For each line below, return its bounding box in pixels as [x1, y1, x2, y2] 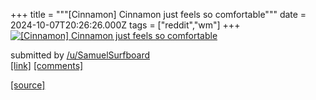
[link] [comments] [10, 60, 84, 71]
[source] [10, 79, 46, 91]
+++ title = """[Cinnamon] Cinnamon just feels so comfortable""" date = [10, 9, 307, 20]
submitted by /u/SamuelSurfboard [10, 49, 151, 61]
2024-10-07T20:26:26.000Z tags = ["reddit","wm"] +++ [10, 19, 241, 31]
